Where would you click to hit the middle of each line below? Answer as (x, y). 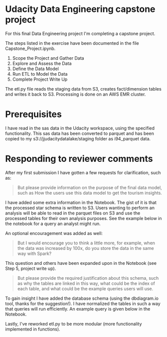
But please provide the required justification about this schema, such (88, 278)
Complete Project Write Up (40, 79)
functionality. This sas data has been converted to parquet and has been (80, 133)
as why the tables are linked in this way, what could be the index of (86, 283)
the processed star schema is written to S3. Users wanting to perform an (80, 208)
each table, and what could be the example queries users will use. (85, 288)
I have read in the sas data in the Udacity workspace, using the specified (80, 128)
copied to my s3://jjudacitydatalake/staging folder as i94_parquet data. (78, 138)
